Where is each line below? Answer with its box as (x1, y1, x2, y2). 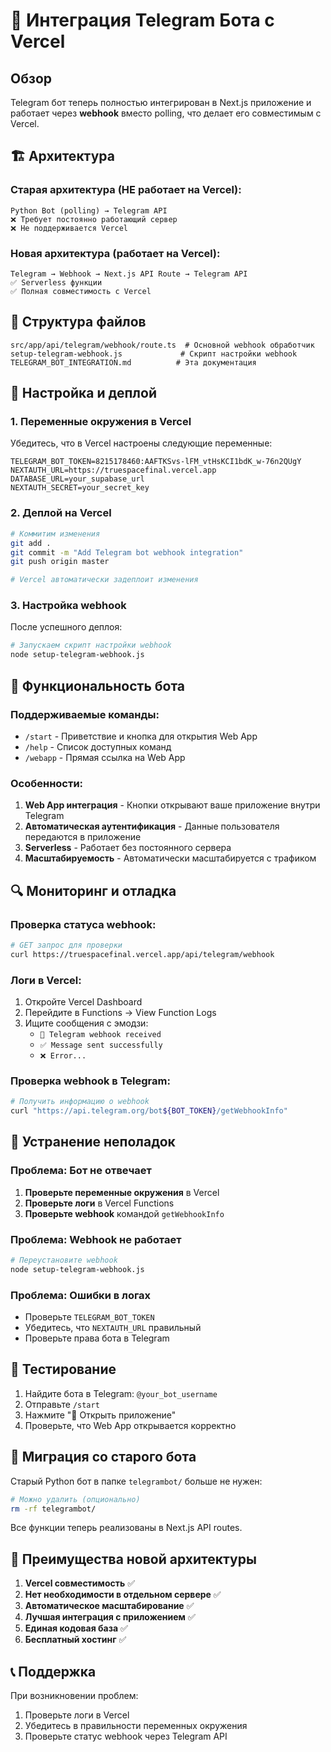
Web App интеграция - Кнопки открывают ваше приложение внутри (24, 799, 321, 811)
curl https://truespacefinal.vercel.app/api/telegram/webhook (10, 949, 275, 959)
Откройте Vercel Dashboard (24, 995, 143, 1008)
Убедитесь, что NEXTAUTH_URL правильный (24, 1322, 202, 1333)
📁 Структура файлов (10, 314, 147, 331)
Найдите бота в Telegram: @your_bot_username (24, 1387, 218, 1399)
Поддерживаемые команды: (10, 707, 160, 721)
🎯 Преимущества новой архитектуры (10, 1550, 257, 1568)
